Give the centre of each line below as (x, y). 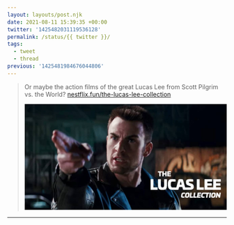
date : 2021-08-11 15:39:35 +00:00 (57, 22)
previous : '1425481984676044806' (56, 66)
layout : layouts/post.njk (45, 15)
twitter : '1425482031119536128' (54, 29)
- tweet (25, 52)
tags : (15, 44)
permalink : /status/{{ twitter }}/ (59, 37)
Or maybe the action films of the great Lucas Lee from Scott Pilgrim (121, 86)
